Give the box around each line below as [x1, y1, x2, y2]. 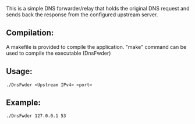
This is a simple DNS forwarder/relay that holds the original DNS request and [6, 5, 190, 12]
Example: [6, 98, 41, 108]
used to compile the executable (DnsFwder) [6, 49, 111, 56]
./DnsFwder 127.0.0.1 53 [6, 113, 66, 119]
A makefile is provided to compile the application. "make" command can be [6, 43, 187, 50]
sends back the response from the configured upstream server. [6, 11, 158, 18]
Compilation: [6, 28, 54, 38]
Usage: [6, 66, 33, 76]
